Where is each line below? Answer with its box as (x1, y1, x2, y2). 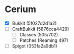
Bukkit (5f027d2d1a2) (12, 20, 57, 26)
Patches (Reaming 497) (19, 37, 68, 43)
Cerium (5, 4, 36, 15)
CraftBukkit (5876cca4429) (12, 26, 69, 32)
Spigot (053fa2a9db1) (12, 43, 57, 49)
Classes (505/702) (19, 32, 58, 38)
